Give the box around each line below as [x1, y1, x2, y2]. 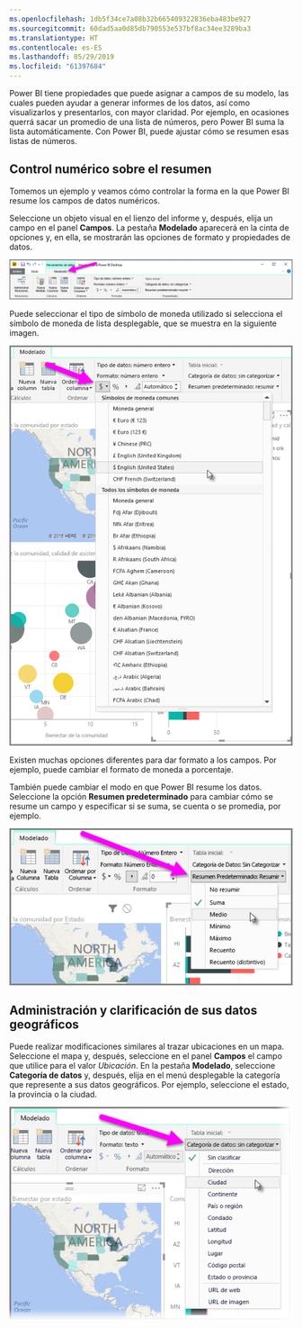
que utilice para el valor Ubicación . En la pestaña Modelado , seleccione [9, 1060, 276, 1071]
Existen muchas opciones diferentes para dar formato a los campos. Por [9, 754, 277, 765]
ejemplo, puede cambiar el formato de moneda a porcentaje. [9, 763, 234, 774]
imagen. [9, 327, 40, 338]
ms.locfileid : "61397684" [9, 62, 106, 71]
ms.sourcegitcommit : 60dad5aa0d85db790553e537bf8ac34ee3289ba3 [9, 23, 252, 33]
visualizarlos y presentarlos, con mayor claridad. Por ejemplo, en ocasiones [9, 107, 289, 117]
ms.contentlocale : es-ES [9, 43, 102, 52]
